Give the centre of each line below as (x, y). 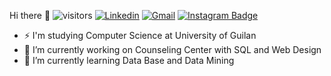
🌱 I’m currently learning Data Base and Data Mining (129, 60)
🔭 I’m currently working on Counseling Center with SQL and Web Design (172, 49)
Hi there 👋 (30, 15)
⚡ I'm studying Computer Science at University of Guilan (140, 35)
